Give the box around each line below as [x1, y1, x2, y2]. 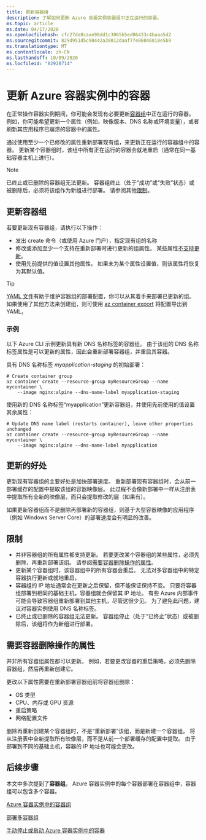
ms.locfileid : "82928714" [6, 60, 72, 66]
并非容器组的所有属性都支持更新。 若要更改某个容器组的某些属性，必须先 [15, 551, 200, 559]
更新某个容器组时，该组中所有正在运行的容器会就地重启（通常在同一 [18, 146, 191, 154]
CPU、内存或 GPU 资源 [15, 699, 74, 706]
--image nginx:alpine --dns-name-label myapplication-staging [17, 389, 180, 395]
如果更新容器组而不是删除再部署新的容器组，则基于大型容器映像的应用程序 [6, 506, 194, 514]
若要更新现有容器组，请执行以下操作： [6, 224, 103, 231]
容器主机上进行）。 [11, 154, 58, 162]
